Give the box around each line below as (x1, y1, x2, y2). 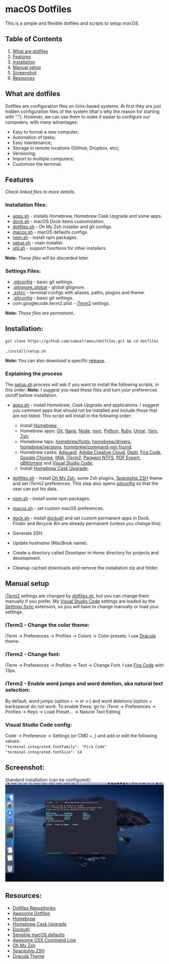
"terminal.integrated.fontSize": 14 (5, 750, 82, 755)
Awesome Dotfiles (12, 910, 50, 916)
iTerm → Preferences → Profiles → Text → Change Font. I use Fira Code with (5, 662, 164, 668)
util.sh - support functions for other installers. (12, 245, 107, 251)
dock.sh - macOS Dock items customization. (12, 218, 105, 224)
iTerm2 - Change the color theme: (5, 621, 90, 628)
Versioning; (12, 150, 37, 156)
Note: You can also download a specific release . (5, 357, 106, 363)
